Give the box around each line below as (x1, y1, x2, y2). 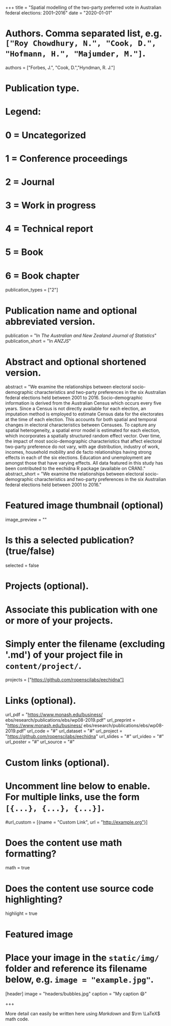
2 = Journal (5, 176, 55, 187)
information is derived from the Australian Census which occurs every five (5, 400, 162, 406)
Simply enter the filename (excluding (5, 638, 165, 650)
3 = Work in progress (5, 200, 96, 212)
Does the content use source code (5, 883, 154, 894)
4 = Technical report (5, 223, 93, 235)
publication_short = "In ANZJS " (5, 338, 71, 344)
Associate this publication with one (5, 604, 158, 615)
